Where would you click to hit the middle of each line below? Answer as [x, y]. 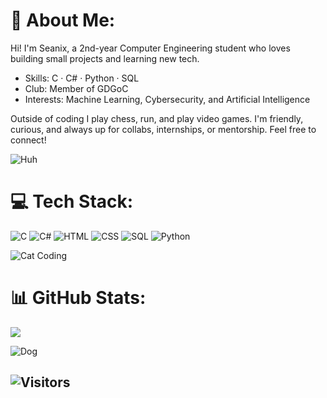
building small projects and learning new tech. [105, 58]
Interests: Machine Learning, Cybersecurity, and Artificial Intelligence [167, 99]
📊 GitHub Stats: [78, 298]
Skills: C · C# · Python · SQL [82, 78]
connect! [28, 140]
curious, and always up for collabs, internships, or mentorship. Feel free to [163, 129]
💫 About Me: [63, 20]
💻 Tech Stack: [72, 201]
